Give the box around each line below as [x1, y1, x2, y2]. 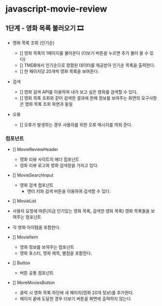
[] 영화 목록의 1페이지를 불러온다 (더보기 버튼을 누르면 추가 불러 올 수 [19, 50, 149, 56]
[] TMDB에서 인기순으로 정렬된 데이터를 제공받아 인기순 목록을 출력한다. [19, 62, 155, 68]
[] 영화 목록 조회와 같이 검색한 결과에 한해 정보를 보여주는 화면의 [19, 95, 140, 101]
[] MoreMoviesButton [12, 280, 55, 286]
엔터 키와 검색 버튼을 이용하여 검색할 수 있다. [27, 188, 111, 194]
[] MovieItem [12, 234, 38, 240]
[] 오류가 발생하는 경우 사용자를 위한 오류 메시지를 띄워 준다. [19, 122, 133, 127]
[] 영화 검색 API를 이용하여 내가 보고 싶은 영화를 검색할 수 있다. [19, 89, 138, 95]
